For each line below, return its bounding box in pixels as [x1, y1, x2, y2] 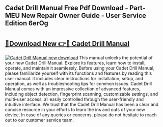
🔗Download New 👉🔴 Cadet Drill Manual [5, 39, 130, 48]
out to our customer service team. [5, 117, 74, 123]
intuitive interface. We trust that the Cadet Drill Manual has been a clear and [5, 102, 159, 107]
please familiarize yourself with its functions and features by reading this [5, 70, 152, 76]
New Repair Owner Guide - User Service [21, 12, 146, 20]
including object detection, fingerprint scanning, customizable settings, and [5, 91, 158, 97]
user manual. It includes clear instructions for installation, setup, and [5, 76, 143, 81]
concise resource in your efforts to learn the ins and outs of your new [5, 107, 145, 112]
